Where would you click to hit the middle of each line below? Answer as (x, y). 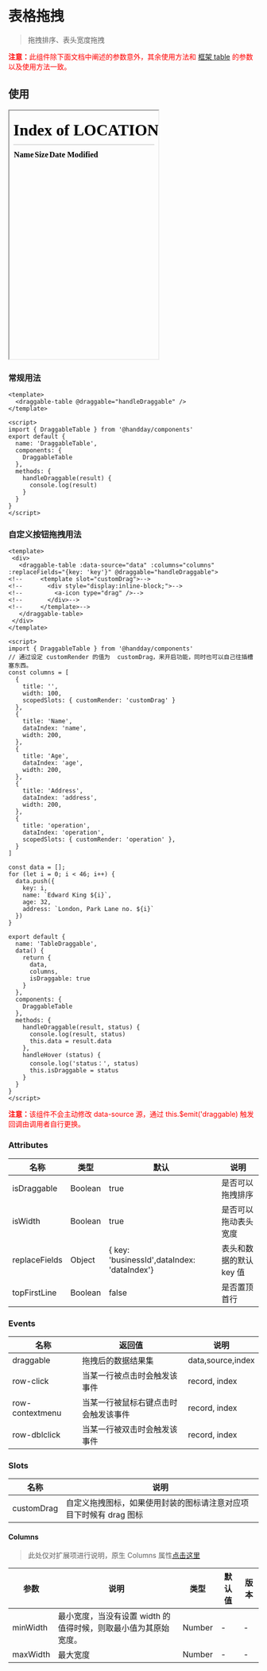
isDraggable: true (60, 979)
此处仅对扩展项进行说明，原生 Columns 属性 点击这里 (114, 1556)
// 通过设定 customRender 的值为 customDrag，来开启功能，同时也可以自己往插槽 (131, 657)
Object (83, 1259)
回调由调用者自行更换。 (46, 1124)
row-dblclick (37, 1434)
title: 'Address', (53, 791)
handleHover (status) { (62, 1055)
